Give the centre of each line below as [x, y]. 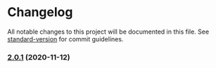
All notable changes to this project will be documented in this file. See [108, 32]
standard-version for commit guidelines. [65, 39]
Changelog [40, 12]
